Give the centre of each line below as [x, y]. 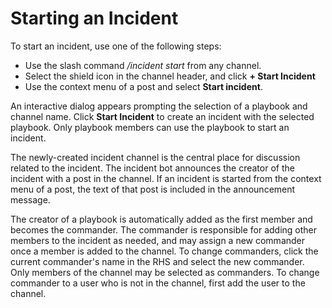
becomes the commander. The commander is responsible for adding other [164, 229]
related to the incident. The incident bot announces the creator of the [152, 168]
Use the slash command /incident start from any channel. [143, 65]
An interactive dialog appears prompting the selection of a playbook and [159, 106]
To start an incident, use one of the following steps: [116, 46]
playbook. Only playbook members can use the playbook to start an [150, 127]
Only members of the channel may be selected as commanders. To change [165, 272]
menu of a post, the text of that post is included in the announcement [153, 189]
